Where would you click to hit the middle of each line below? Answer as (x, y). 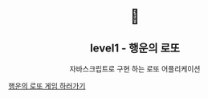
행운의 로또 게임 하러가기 (47, 86)
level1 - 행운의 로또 (135, 48)
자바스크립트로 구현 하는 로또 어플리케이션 (135, 69)
